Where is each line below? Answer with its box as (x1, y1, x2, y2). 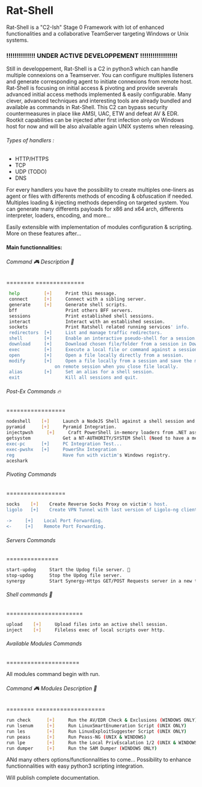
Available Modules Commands (6, 640, 82, 647)
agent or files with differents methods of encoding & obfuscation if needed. (6, 192, 193, 200)
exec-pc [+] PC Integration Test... (6, 441, 122, 447)
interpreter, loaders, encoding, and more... (6, 212, 111, 219)
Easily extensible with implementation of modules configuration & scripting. (6, 224, 193, 231)
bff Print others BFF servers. (8, 307, 133, 314)
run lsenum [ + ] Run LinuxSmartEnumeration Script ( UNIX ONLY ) (6, 723, 187, 729)
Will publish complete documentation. (6, 774, 100, 782)
